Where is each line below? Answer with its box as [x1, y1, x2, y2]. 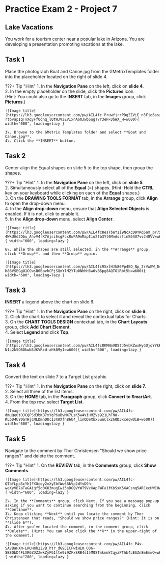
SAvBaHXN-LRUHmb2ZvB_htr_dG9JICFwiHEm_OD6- [5, 546, 96, 551]
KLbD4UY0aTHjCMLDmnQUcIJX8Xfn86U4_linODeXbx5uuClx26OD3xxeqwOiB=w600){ [5, 417, 155, 422]
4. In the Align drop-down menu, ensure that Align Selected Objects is [5, 205, 150, 212]
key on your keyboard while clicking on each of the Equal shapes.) [5, 190, 140, 196]
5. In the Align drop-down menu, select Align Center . [5, 216, 114, 222]
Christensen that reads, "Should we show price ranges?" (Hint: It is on [5, 516, 160, 521]
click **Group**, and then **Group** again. [5, 251, 98, 256]
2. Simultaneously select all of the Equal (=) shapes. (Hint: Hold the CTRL [5, 185, 154, 190]
